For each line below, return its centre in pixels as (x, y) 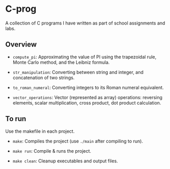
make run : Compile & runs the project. (52, 151)
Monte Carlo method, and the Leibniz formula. (61, 62)
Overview (21, 45)
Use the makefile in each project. (40, 131)
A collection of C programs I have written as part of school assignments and (85, 23)
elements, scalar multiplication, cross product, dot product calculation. (87, 103)
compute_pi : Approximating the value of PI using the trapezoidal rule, (84, 57)
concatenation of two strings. (44, 78)
